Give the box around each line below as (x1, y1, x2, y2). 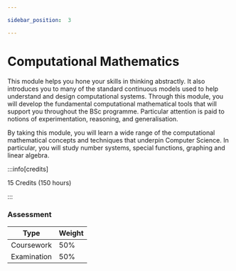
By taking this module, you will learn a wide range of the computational (7, 128, 215, 137)
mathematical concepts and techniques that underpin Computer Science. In (7, 135, 229, 144)
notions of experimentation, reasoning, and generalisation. (7, 114, 179, 123)
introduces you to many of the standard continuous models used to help (7, 84, 219, 93)
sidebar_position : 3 (7, 16, 72, 23)
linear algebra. (7, 150, 50, 160)
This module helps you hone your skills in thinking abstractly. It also (7, 77, 205, 85)
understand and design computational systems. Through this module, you (7, 92, 224, 100)
